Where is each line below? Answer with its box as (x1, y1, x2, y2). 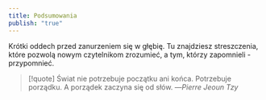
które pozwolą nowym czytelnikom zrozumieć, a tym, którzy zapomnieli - (8, 50, 251, 59)
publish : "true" (8, 19, 63, 27)
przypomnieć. (8, 58, 55, 68)
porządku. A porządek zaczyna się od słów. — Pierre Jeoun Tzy (27, 82, 239, 92)
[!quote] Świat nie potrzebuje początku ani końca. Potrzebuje (27, 74, 232, 83)
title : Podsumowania (8, 11, 78, 20)
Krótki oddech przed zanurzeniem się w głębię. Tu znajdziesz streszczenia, (8, 41, 259, 50)
